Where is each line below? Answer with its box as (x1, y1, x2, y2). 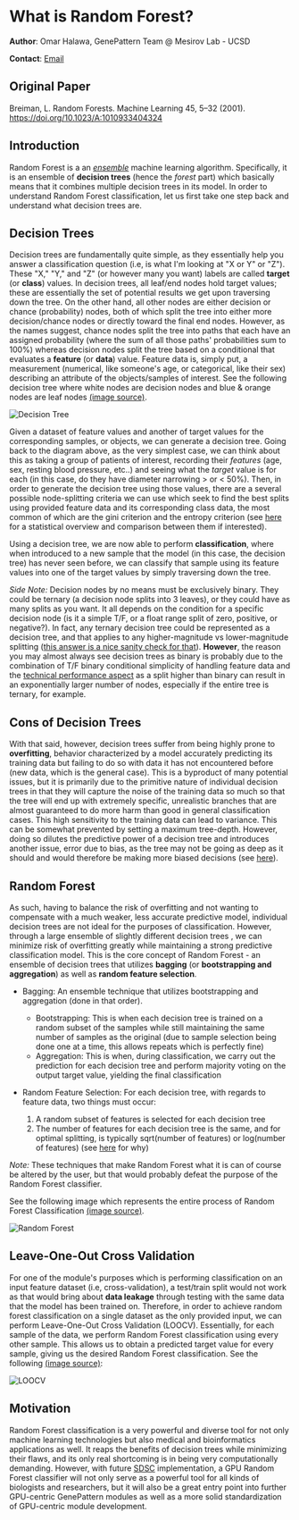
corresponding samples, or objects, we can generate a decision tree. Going (9, 436, 287, 447)
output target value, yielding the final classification (35, 1070, 221, 1080)
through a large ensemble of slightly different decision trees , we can (9, 931, 262, 941)
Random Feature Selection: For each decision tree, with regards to (21, 1088, 266, 1097)
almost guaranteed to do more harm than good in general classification (9, 805, 270, 816)
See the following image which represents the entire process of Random (9, 1196, 275, 1206)
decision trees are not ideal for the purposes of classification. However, (9, 921, 272, 931)
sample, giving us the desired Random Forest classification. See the (9, 1348, 259, 1359)
